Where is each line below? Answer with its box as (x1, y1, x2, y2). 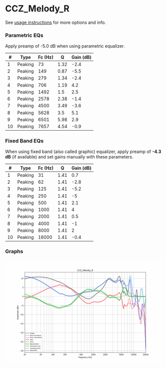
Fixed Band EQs (5, 137, 44, 144)
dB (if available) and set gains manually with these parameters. (5, 154, 134, 160)
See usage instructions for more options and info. (5, 19, 107, 25)
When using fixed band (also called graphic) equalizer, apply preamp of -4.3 (5, 148, 162, 154)
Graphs (5, 248, 23, 255)
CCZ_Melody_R (5, 3, 70, 14)
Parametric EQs (5, 32, 44, 39)
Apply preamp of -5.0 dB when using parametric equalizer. (5, 43, 125, 49)
